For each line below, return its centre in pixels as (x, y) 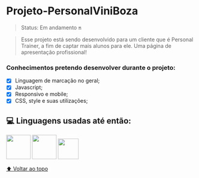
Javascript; (29, 87)
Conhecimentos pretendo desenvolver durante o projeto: (91, 67)
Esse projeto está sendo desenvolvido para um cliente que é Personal (107, 39)
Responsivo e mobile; (41, 94)
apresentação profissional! (54, 52)
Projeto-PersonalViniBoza (72, 11)
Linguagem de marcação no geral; (57, 81)
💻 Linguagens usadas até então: (69, 121)
